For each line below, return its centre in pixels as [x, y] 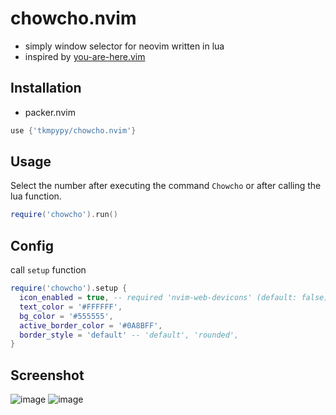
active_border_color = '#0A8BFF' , [91, 325]
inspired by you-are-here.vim [85, 56]
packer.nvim [50, 112]
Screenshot [47, 375]
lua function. [36, 196]
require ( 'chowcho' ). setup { [69, 288]
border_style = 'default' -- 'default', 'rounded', [129, 335]
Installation [46, 88]
